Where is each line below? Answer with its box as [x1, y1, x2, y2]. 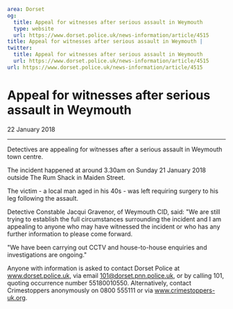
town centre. [7, 152, 44, 160]
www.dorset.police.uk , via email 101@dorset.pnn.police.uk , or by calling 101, [7, 271, 224, 280]
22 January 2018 [7, 125, 55, 133]
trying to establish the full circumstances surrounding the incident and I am [7, 215, 222, 223]
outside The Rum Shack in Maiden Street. [7, 173, 126, 181]
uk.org [7, 293, 26, 301]
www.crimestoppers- [154, 286, 216, 294]
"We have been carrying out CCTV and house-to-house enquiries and [7, 243, 207, 251]
